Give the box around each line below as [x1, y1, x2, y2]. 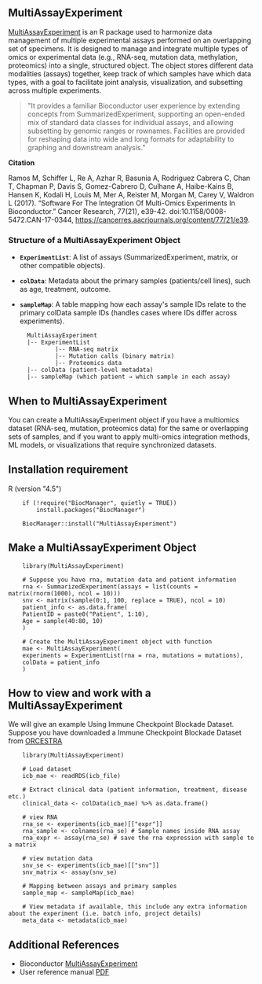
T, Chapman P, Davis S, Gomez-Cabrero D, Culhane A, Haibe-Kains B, [8, 181, 234, 191]
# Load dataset [22, 765, 72, 773]
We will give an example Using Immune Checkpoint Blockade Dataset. [8, 720, 235, 729]
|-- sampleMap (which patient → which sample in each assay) [27, 373, 231, 381]
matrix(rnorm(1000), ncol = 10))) [8, 589, 122, 597]
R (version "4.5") [8, 484, 62, 493]
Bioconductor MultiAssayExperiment [19, 959, 138, 968]
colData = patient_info [22, 658, 100, 666]
